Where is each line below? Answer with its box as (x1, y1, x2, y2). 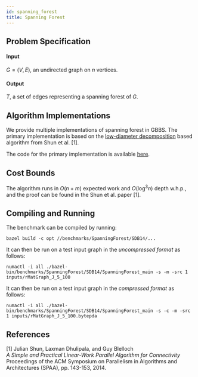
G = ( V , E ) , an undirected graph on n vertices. (6, 66, 118, 73)
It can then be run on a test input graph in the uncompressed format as (6, 246, 181, 254)
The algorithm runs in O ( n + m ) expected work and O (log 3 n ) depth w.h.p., (6, 183, 187, 191)
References (6, 329, 50, 339)
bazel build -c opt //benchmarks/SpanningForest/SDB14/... (6, 236, 156, 242)
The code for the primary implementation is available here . (6, 150, 150, 158)
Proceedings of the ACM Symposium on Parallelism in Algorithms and (6, 358, 178, 365)
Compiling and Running (6, 208, 95, 218)
